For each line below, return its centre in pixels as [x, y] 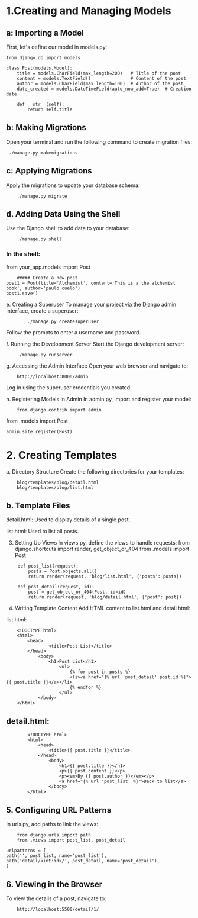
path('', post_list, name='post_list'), [57, 856]
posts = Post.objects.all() [63, 571]
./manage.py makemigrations [43, 153]
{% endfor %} [85, 688]
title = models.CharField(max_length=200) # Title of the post [99, 73]
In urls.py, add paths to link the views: [52, 824]
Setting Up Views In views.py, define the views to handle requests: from [102, 543]
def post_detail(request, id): [56, 587]
